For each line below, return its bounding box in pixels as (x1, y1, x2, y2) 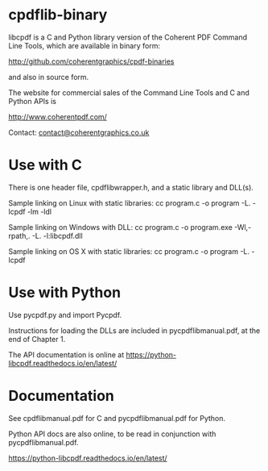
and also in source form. (8, 72, 89, 81)
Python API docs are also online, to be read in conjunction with (8, 429, 216, 439)
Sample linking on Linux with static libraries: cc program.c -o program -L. (8, 198, 251, 207)
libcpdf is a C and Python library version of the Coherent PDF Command (8, 32, 248, 42)
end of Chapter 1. (8, 334, 66, 344)
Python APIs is (8, 96, 56, 106)
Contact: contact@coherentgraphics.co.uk (8, 127, 150, 137)
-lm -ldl (27, 206, 52, 216)
